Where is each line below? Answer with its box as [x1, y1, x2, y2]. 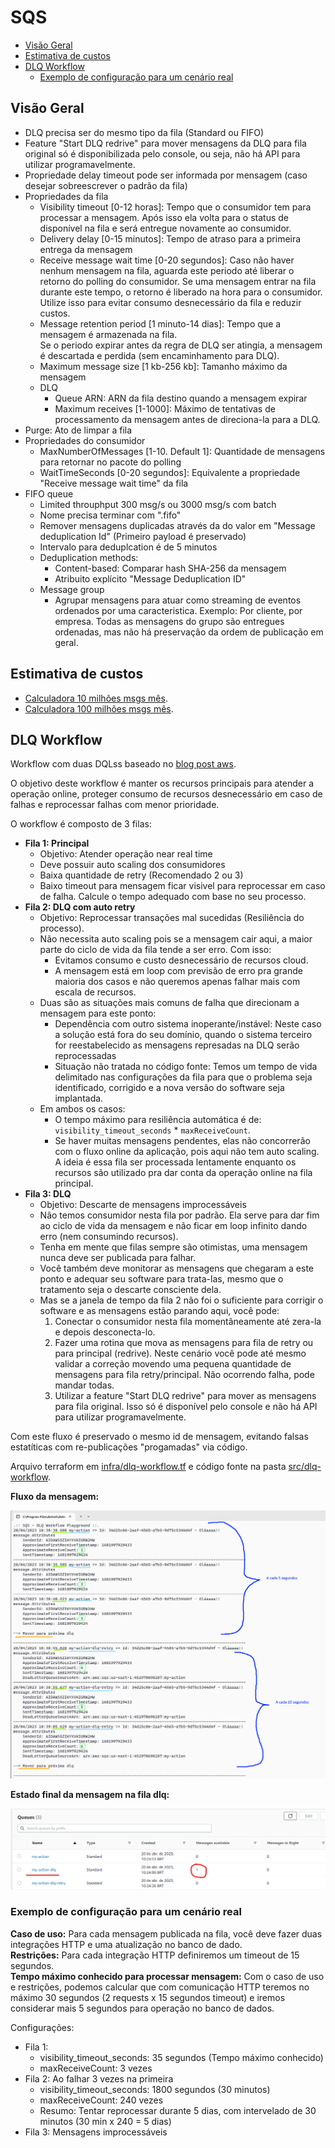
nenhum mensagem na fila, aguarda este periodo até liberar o [39, 264, 295, 276]
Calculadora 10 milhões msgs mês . [24, 692, 168, 704]
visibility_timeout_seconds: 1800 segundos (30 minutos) [39, 2083, 271, 2095]
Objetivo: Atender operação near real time [39, 848, 213, 860]
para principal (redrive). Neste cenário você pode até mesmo [54, 1347, 307, 1360]
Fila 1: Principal [24, 837, 90, 850]
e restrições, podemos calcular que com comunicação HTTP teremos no [10, 1981, 310, 1993]
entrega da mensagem [39, 243, 133, 255]
